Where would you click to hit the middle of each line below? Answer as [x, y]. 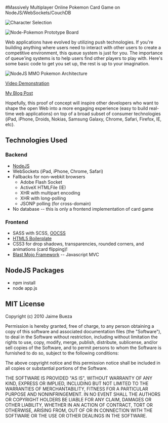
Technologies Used [36, 141]
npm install [24, 283]
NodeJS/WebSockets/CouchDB [38, 13]
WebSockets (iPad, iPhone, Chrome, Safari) [58, 171]
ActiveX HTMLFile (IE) [43, 187]
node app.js [25, 288]
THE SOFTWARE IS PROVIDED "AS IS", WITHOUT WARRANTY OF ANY [79, 378]
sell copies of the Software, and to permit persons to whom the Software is [83, 348]
